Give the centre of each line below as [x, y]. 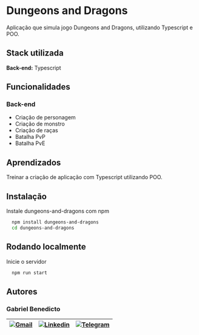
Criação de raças [37, 130]
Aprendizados [34, 162]
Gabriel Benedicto [33, 309]
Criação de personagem [45, 118]
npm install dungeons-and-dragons [55, 222]
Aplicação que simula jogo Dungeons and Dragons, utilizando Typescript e [99, 27]
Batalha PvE [30, 143]
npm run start [29, 273]
